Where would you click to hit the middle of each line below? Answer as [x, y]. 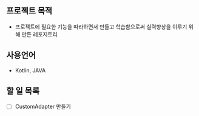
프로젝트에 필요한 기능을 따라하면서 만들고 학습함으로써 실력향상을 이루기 [101, 27]
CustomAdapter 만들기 [43, 107]
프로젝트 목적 [29, 11]
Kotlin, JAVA [30, 70]
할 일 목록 [23, 91]
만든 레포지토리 [39, 34]
